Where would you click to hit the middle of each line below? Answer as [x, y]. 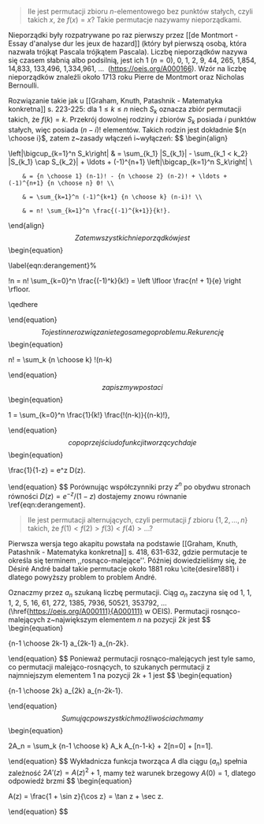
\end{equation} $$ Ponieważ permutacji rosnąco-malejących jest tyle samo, [132, 658]
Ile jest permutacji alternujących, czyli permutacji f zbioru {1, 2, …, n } [138, 519]
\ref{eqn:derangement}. [47, 504]
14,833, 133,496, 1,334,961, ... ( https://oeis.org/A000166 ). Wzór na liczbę [127, 69]
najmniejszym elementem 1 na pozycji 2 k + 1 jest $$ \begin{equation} [120, 675]
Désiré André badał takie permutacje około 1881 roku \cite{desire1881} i [123, 568]
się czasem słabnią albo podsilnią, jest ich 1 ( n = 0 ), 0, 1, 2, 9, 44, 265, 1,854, [132, 60]
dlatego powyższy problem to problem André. [83, 577]
